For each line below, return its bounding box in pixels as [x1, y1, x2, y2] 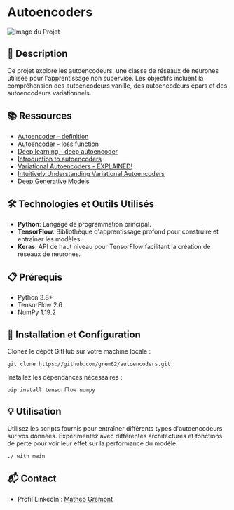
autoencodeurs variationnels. [7, 88, 92, 97]
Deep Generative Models [17, 177, 90, 185]
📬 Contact [7, 473, 57, 485]
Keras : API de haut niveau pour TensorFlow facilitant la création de [17, 243, 211, 251]
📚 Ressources [7, 110, 72, 122]
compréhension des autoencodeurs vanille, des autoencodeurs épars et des [7, 81, 228, 90]
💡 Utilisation [7, 405, 62, 417]
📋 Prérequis [7, 271, 63, 283]
